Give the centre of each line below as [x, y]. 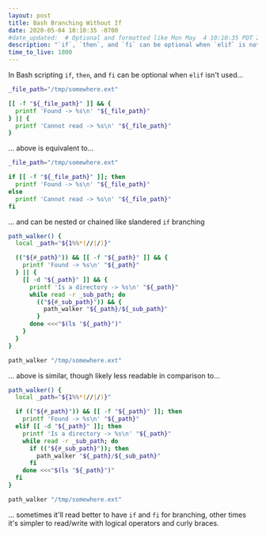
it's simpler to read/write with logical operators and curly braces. [114, 523]
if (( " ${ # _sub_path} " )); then [79, 448]
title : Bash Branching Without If [65, 23]
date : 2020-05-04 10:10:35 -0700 [63, 30]
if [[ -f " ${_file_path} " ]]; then [67, 177]
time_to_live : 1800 [40, 52]
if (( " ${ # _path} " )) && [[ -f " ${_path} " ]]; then [99, 412]
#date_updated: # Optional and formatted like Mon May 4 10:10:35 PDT [131, 38]
